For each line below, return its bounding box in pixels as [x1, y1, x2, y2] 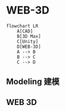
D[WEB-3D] [17, 44, 42, 50]
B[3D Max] [17, 33, 42, 39]
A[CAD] [17, 28, 33, 34]
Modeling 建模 [6, 77, 59, 87]
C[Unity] [17, 38, 39, 44]
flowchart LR [6, 23, 39, 29]
